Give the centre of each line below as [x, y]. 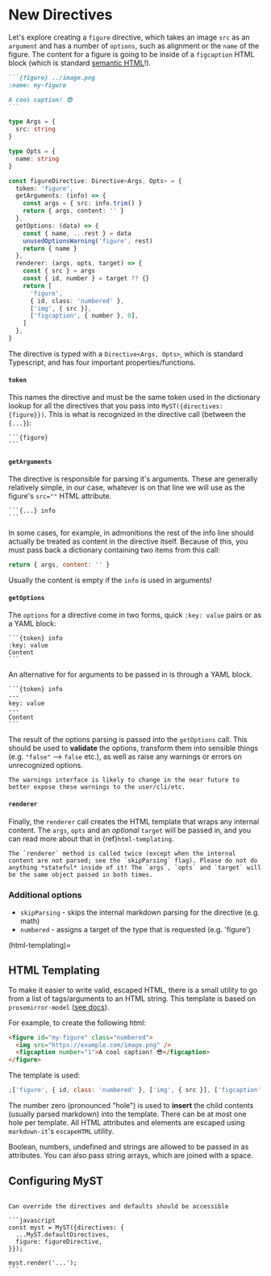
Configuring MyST [56, 1180]
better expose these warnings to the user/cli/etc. [97, 787]
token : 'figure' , [45, 188]
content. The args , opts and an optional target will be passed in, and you [130, 830]
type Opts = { [32, 152]
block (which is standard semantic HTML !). [80, 63]
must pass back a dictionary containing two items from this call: [114, 550]
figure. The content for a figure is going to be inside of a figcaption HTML [132, 54]
